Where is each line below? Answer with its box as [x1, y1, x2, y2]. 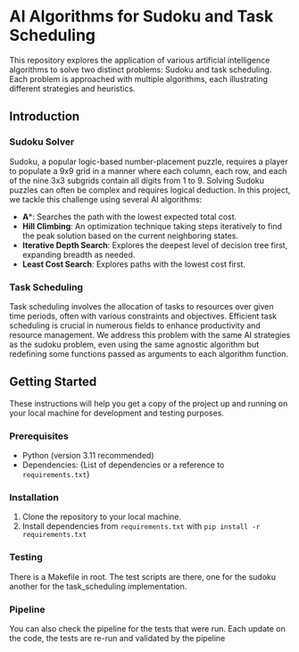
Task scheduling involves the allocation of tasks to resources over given [9, 301, 274, 311]
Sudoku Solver [9, 136, 75, 148]
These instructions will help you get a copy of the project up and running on [9, 398, 288, 409]
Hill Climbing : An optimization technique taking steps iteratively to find [21, 220, 283, 231]
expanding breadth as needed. [21, 249, 136, 260]
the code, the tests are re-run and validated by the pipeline [9, 632, 226, 643]
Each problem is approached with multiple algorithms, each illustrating [9, 73, 269, 84]
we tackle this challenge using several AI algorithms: [9, 194, 203, 204]
